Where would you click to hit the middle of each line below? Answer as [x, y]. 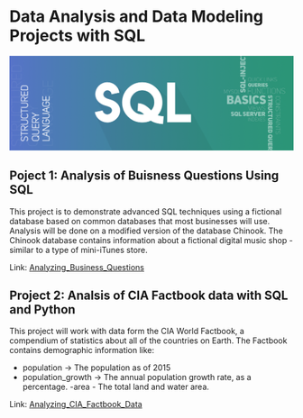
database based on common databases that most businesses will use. [140, 221]
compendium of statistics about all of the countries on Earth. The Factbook [148, 341]
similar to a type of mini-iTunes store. [79, 250]
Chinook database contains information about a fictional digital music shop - [151, 240]
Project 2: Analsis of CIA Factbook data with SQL [149, 295]
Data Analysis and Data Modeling [137, 17]
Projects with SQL [78, 36]
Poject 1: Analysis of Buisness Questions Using [144, 176]
